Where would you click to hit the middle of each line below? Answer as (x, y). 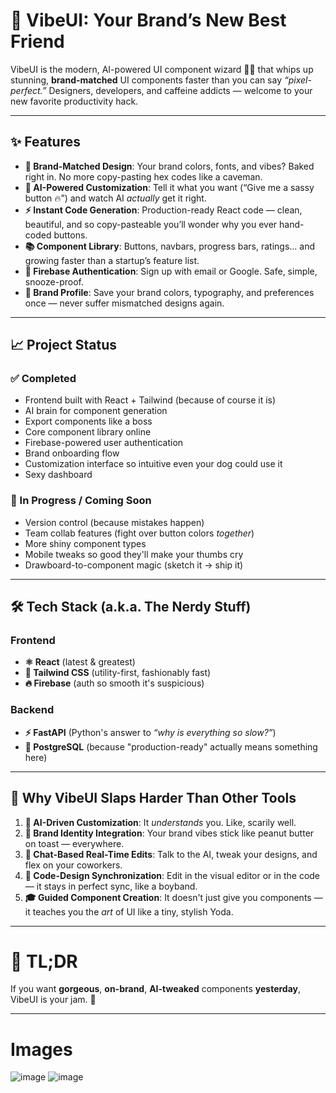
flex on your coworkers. (73, 865)
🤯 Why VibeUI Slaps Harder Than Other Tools (153, 798)
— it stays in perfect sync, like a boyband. (111, 886)
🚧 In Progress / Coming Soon (81, 501)
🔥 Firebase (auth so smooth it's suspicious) (114, 683)
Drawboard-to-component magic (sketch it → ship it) (134, 565)
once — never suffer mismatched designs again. (124, 303)
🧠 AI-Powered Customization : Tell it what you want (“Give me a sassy (169, 187)
